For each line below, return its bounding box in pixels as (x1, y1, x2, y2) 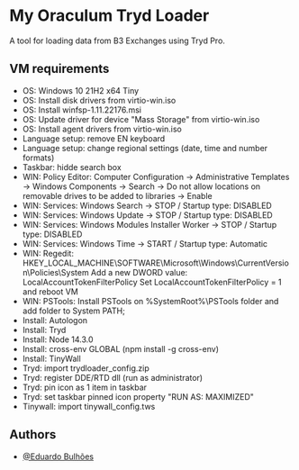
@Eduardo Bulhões (22, 451, 95, 462)
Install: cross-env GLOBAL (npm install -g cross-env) (22, 343, 219, 354)
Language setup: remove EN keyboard (22, 132, 166, 144)
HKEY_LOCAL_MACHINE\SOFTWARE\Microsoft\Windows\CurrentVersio (22, 258, 290, 268)
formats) (22, 152, 55, 163)
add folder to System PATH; (22, 305, 126, 316)
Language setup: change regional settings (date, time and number (22, 142, 268, 153)
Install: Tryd (22, 324, 67, 335)
